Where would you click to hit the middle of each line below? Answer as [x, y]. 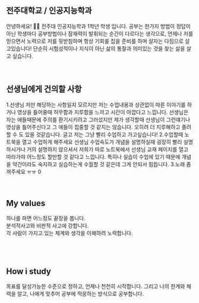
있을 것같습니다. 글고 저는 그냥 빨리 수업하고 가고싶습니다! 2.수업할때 [104, 134]
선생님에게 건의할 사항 [44, 89]
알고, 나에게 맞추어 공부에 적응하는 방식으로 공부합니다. [80, 294]
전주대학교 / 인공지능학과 [49, 11]
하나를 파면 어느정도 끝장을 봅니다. [46, 218]
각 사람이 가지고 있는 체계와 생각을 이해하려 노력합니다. [70, 233]
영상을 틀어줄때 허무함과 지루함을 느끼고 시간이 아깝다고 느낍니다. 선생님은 [103, 112]
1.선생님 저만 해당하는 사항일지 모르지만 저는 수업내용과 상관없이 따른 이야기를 [96, 104]
